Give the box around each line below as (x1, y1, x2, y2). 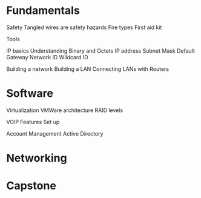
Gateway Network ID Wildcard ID (6, 53, 89, 61)
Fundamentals (6, 4, 80, 18)
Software (6, 87, 53, 101)
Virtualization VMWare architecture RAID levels (6, 107, 124, 114)
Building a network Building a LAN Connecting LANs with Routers (6, 65, 170, 73)
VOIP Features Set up (6, 118, 60, 125)
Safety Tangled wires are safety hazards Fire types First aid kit (6, 24, 162, 31)
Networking (6, 151, 68, 165)
